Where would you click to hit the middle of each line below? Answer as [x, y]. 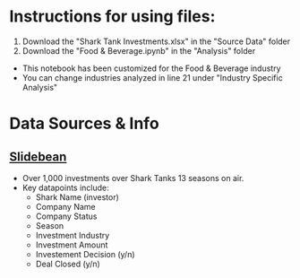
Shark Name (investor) [77, 197]
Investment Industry [73, 235]
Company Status [66, 216]
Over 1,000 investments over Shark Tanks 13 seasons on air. [133, 178]
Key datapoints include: [65, 187]
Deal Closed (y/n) [68, 264]
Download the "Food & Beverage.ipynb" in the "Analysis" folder [139, 50]
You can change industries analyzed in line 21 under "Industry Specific [153, 77]
